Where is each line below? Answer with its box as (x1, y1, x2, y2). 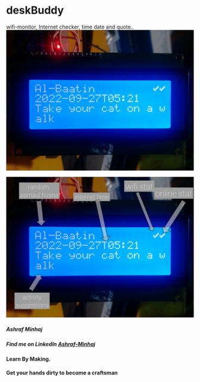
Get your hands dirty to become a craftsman (6, 369, 118, 376)
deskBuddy (6, 4, 64, 17)
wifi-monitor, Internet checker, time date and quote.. (6, 23, 134, 30)
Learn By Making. (6, 355, 51, 363)
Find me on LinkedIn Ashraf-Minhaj (6, 340, 96, 347)
